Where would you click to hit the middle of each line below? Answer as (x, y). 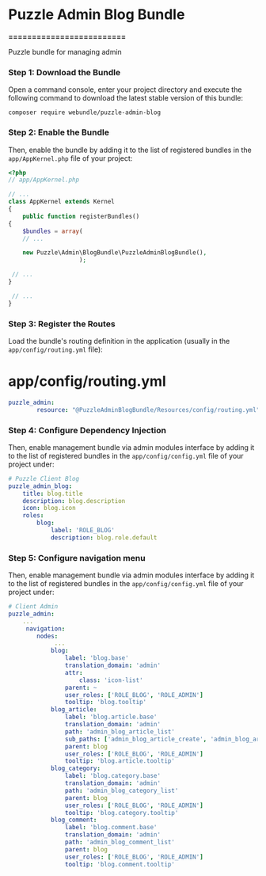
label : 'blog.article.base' (111, 717)
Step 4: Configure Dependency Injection (87, 430)
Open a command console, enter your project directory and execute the (125, 90)
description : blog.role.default (104, 537)
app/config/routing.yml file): (55, 349)
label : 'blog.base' (97, 658)
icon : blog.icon (49, 508)
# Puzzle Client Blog (44, 478)
